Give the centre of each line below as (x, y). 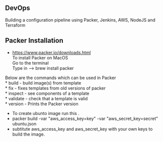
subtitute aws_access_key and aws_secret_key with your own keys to (82, 129)
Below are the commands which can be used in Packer (61, 78)
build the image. (28, 134)
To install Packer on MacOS (40, 57)
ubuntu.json (24, 124)
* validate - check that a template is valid (46, 98)
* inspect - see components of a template (47, 93)
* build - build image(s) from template (43, 83)
